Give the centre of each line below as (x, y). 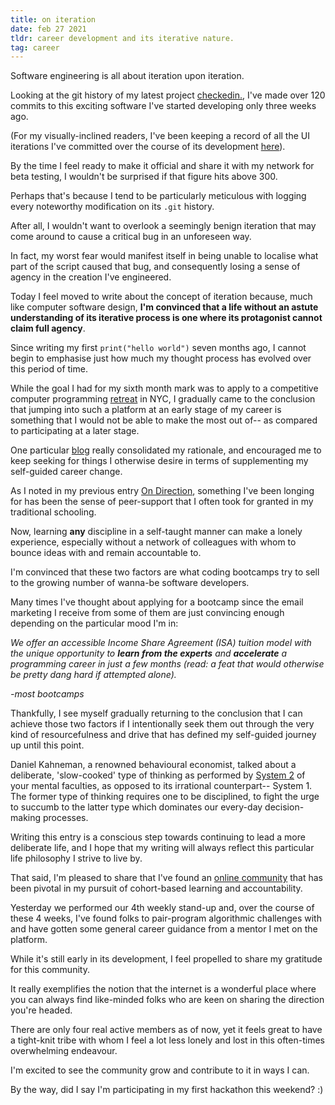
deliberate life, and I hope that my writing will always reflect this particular (162, 848)
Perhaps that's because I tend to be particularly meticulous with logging (158, 196)
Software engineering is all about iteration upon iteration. (127, 76)
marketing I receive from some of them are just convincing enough (147, 613)
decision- (284, 807)
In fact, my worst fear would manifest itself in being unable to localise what (164, 256)
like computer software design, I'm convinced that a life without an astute (164, 307)
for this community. (50, 970)
